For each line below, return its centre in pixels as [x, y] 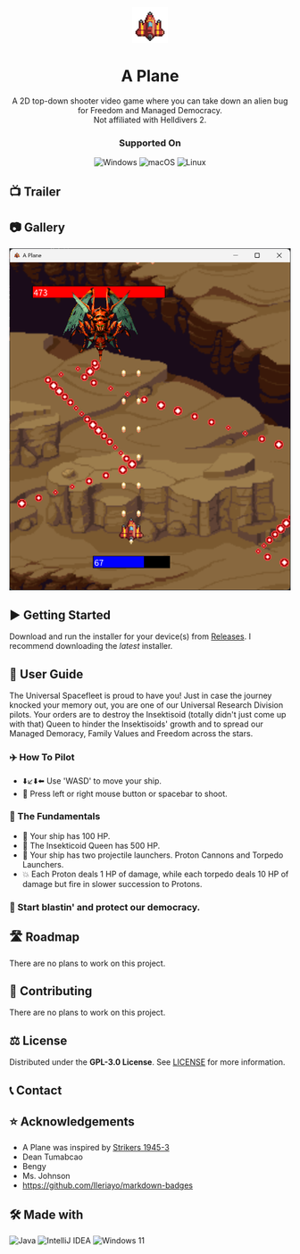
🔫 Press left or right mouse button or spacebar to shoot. [125, 793]
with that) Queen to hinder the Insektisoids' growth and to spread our [136, 724]
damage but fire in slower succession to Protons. [112, 884]
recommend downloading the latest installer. [91, 646]
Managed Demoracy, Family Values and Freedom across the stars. [131, 734]
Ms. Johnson [46, 1176]
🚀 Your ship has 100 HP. [66, 835]
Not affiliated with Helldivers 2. [150, 120]
